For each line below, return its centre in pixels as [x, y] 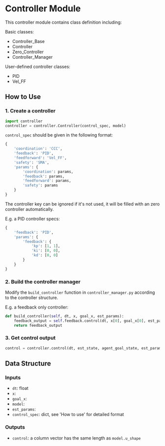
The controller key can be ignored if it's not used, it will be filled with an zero [82, 204]
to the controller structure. [32, 297]
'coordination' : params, [48, 172]
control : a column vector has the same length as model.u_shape [76, 438]
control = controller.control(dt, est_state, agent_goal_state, [72, 348]
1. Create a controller [30, 111]
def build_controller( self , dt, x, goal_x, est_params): [65, 316]
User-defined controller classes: [38, 67]
